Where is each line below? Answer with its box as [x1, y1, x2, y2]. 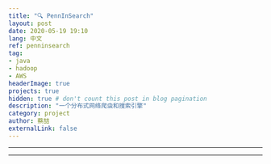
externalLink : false [8, 124, 78, 132]
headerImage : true [8, 79, 70, 87]
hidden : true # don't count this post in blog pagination [8, 95, 207, 103]
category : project [8, 110, 70, 118]
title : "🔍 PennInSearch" [8, 11, 94, 20]
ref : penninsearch [8, 42, 70, 50]
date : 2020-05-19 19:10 [8, 27, 89, 35]
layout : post [8, 19, 52, 27]
